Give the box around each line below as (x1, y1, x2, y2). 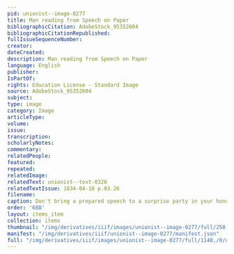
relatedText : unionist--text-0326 (7, 178, 108, 185)
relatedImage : (7, 172, 49, 179)
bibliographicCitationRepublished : (7, 29, 111, 37)
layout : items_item (7, 211, 64, 218)
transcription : (7, 133, 52, 140)
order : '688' (7, 205, 45, 212)
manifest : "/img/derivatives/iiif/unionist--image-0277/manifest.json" (7, 230, 219, 237)
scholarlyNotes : (7, 140, 54, 147)
